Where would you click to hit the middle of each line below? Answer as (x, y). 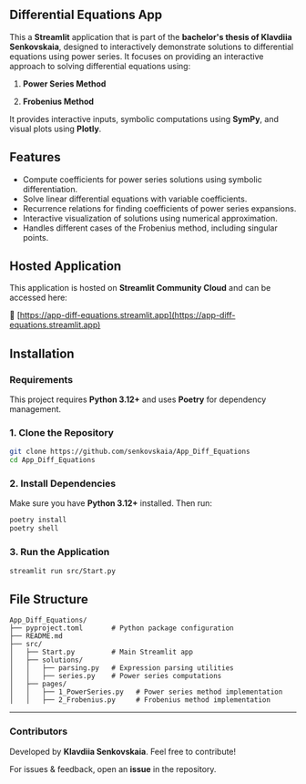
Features (35, 157)
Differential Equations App (86, 15)
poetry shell (34, 529)
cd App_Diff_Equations (52, 460)
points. (36, 237)
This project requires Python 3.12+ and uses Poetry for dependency (138, 399)
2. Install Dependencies (63, 484)
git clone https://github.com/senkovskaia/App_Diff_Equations (130, 452)
